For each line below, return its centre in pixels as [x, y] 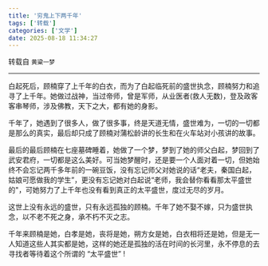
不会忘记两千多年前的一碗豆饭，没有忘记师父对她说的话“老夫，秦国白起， [136, 170]
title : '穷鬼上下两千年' [45, 16]
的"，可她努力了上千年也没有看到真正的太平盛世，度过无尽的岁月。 [118, 190]
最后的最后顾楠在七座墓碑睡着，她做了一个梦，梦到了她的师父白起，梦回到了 [134, 150]
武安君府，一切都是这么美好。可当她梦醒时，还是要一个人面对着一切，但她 [130, 160]
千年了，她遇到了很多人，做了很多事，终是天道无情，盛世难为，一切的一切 [130, 123]
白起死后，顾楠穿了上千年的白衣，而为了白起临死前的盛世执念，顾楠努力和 [130, 86]
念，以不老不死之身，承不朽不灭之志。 [71, 217]
